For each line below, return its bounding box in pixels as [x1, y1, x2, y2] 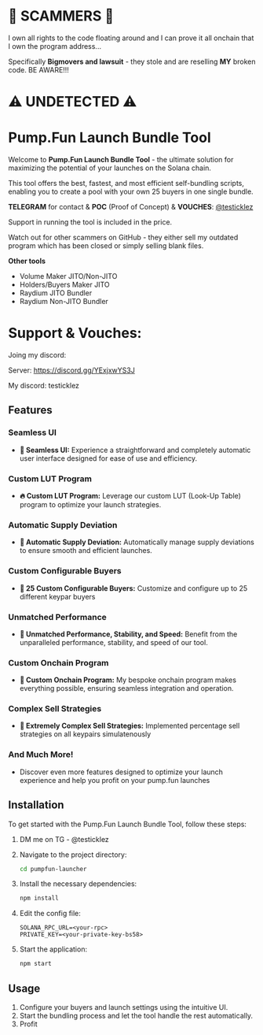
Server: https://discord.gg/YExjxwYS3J [8, 365, 135, 375]
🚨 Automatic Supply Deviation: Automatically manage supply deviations [19, 537, 255, 547]
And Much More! [8, 749, 74, 760]
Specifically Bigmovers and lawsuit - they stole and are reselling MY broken [8, 57, 256, 66]
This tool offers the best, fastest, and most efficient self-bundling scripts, [8, 179, 245, 188]
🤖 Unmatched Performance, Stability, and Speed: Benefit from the [19, 629, 238, 639]
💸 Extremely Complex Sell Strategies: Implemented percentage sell [19, 721, 240, 731]
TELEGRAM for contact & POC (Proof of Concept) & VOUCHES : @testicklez [8, 202, 254, 212]
